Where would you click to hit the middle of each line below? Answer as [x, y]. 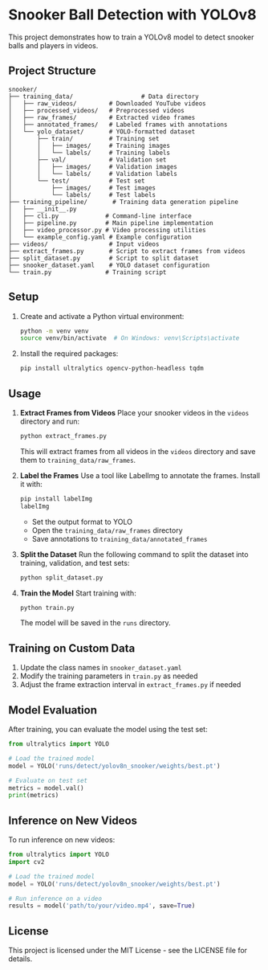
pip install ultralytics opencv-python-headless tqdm [112, 368]
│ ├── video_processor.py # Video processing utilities [107, 230]
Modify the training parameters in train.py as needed [109, 676]
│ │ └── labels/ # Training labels [89, 153]
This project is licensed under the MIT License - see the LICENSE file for [128, 951]
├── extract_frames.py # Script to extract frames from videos [127, 251]
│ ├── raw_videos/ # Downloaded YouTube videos [107, 103]
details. [20, 959]
